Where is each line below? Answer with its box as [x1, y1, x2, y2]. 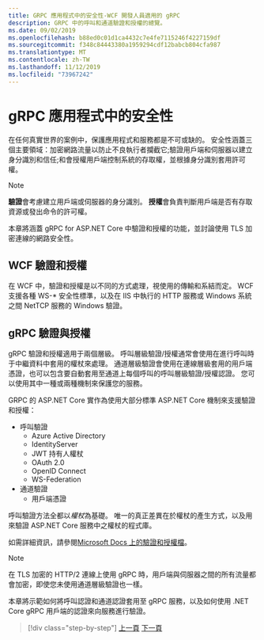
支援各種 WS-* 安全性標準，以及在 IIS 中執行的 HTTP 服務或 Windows [8, 291, 236, 301]
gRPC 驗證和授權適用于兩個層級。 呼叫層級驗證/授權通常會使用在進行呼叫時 [8, 349, 255, 359]
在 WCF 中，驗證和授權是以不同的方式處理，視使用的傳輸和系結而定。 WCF [8, 281, 255, 291]
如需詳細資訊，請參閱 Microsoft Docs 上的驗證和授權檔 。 [8, 538, 192, 547]
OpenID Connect [31, 467, 87, 476]
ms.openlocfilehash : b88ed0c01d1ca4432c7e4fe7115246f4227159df [8, 33, 221, 42]
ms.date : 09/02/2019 [8, 26, 77, 34]
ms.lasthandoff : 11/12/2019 [8, 63, 101, 71]
